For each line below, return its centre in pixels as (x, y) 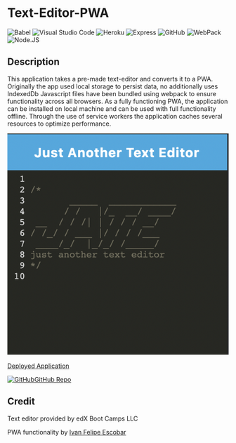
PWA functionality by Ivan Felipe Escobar (67, 432)
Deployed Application (38, 366)
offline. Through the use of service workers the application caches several (115, 116)
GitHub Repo (53, 379)
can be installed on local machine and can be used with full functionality (112, 108)
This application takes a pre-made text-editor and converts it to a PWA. (110, 79)
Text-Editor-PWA (58, 13)
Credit (21, 402)
